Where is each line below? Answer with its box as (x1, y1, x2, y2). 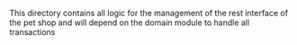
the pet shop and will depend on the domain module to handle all (9, 17, 250, 28)
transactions (9, 27, 56, 37)
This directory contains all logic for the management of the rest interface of (9, 8, 289, 18)
